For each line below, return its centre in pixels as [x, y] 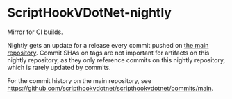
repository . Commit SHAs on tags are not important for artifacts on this [108, 53]
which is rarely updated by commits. [59, 67]
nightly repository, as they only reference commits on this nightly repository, [116, 60]
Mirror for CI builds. [35, 32]
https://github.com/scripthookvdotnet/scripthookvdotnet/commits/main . [110, 88]
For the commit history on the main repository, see [79, 80]
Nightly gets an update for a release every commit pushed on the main [108, 45]
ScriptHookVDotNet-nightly [90, 13]
